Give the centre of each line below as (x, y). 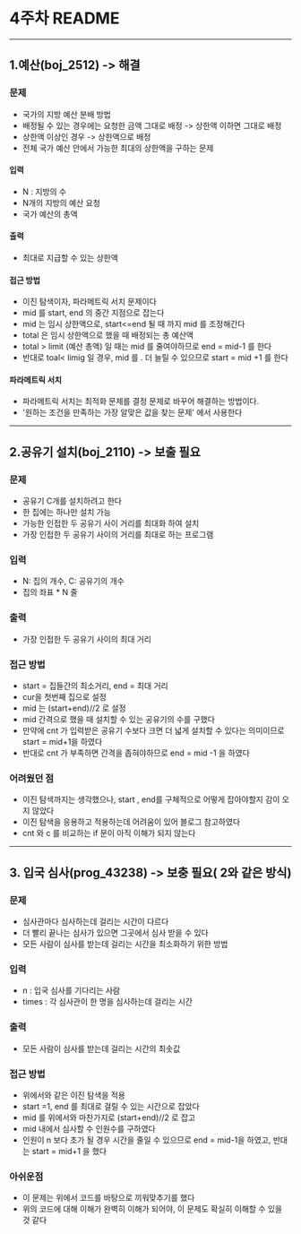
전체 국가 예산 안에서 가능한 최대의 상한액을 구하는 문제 (118, 148)
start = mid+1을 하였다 (62, 742)
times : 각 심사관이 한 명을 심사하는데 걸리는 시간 (107, 1002)
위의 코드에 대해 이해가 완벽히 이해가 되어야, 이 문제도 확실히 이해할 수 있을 (152, 1209)
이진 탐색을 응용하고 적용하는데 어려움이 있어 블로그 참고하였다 (131, 822)
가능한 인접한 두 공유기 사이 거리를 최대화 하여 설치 (111, 523)
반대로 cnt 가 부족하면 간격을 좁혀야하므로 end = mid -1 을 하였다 (136, 753)
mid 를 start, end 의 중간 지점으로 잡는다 (93, 313)
